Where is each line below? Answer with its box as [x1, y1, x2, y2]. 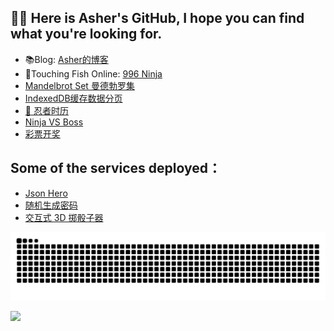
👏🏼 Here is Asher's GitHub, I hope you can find [10, 10, 305, 27]
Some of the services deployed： [10, 160, 222, 177]
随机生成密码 [24, 199, 78, 211]
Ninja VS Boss [24, 116, 84, 128]
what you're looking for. [10, 26, 163, 43]
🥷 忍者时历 [24, 104, 69, 116]
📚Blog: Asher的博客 [24, 53, 109, 65]
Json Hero [24, 187, 68, 199]
